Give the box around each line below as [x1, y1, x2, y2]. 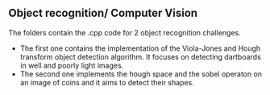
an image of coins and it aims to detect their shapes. [19, 77, 195, 87]
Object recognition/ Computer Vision [8, 6, 198, 20]
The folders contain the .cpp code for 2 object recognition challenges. [8, 27, 242, 37]
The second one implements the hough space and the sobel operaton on [19, 68, 263, 79]
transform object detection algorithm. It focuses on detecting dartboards [19, 52, 262, 61]
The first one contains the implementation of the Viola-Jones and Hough [19, 43, 261, 53]
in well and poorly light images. [19, 60, 124, 70]
